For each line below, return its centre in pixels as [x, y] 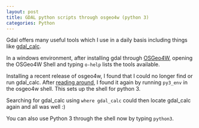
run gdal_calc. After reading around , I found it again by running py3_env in [97, 82]
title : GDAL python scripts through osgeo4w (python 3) [78, 17]
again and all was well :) [36, 107]
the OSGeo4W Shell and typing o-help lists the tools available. [83, 64]
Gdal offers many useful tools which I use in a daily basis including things [97, 40]
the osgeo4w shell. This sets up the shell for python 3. [74, 89]
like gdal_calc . [24, 46]
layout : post [23, 12]
